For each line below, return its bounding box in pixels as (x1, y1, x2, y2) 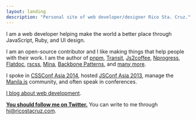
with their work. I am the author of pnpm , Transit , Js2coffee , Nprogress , (6, 54, 181, 61)
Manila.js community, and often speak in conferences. (6, 78, 137, 85)
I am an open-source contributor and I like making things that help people (6, 48, 184, 55)
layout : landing (6, 8, 46, 15)
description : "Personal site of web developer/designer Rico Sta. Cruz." (6, 14, 191, 20)
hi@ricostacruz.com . (6, 107, 57, 114)
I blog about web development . (6, 89, 81, 96)
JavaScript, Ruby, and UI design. (6, 36, 85, 44)
